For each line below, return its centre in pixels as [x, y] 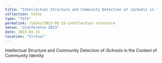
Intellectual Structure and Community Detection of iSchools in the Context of [81, 50]
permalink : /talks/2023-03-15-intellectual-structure [60, 23]
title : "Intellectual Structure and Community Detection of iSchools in [80, 9]
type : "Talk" [18, 18]
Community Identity [25, 55]
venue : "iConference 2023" [32, 28]
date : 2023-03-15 [22, 32]
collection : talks [23, 14]
